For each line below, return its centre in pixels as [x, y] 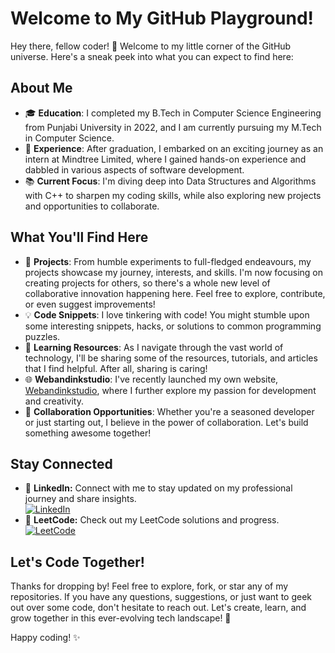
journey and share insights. [80, 499]
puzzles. [42, 336]
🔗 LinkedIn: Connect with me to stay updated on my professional [158, 488]
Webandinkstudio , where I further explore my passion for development [170, 390]
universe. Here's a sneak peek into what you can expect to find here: [152, 56]
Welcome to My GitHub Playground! [162, 18]
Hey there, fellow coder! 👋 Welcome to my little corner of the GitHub [151, 46]
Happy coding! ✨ [45, 638]
